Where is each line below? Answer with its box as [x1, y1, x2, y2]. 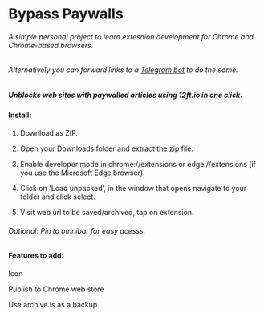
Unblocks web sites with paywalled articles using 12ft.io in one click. [8, 90, 243, 100]
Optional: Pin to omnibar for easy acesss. [8, 226, 146, 235]
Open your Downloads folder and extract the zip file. [19, 144, 194, 153]
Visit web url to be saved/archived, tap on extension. [19, 207, 194, 217]
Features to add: [8, 250, 64, 261]
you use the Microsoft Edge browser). [19, 168, 146, 177]
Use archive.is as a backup [8, 299, 98, 309]
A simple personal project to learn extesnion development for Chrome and [8, 31, 254, 41]
